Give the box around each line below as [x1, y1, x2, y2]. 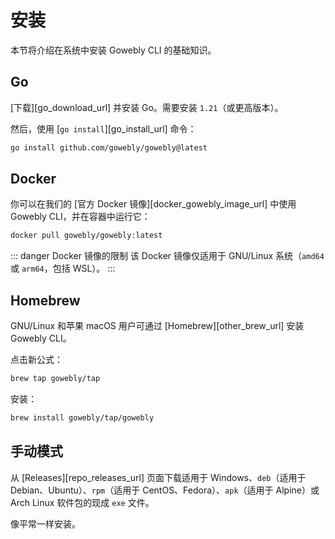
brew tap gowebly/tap [10, 374, 101, 384]
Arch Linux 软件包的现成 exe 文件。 [10, 496, 155, 508]
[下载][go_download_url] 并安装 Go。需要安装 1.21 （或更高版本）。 [10, 101, 284, 113]
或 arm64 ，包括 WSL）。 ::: [10, 262, 116, 275]
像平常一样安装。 [10, 517, 81, 530]
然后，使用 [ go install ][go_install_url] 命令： [10, 122, 197, 135]
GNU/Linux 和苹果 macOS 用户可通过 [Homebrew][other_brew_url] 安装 [10, 320, 305, 332]
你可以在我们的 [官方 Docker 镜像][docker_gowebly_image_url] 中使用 [10, 198, 297, 210]
